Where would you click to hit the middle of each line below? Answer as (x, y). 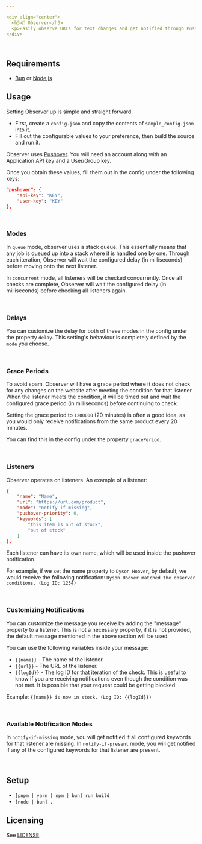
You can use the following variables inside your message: (77, 647)
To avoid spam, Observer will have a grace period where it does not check (98, 384)
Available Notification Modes (50, 724)
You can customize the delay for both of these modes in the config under (97, 331)
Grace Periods (28, 371)
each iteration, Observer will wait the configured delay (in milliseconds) (94, 259)
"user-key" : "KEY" (40, 201)
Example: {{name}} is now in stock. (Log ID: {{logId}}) (79, 696)
